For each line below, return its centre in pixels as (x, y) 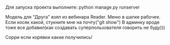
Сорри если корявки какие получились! (49, 37)
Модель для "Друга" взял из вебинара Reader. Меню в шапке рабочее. (83, 17)
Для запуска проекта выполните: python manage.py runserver (72, 7)
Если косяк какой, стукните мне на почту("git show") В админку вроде (82, 22)
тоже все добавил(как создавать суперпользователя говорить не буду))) (85, 27)
